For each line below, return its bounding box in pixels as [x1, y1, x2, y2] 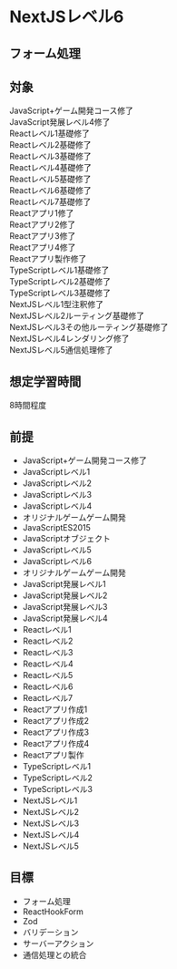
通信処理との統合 [22, 949, 87, 960]
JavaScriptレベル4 [22, 500, 93, 511]
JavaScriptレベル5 [22, 544, 93, 555]
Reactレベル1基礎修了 [9, 128, 91, 139]
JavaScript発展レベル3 [22, 602, 108, 613]
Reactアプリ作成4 [22, 738, 90, 749]
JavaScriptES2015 [22, 522, 91, 533]
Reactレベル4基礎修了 [9, 162, 93, 173]
